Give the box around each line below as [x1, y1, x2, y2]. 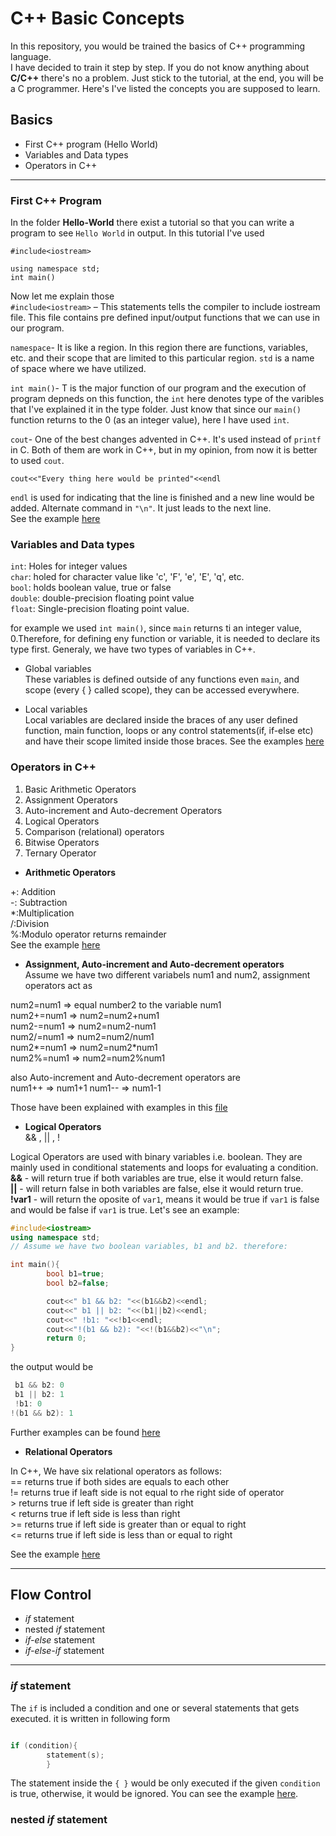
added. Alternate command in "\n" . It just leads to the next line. [10, 502, 272, 514]
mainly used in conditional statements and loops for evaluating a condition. [10, 1161, 319, 1173]
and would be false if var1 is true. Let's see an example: [10, 1203, 240, 1216]
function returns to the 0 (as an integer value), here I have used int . [10, 414, 290, 426]
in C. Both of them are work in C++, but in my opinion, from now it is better [10, 444, 318, 456]
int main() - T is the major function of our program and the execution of [10, 382, 307, 394]
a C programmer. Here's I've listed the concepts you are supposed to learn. [10, 82, 321, 94]
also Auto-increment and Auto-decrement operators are [10, 1071, 242, 1083]
